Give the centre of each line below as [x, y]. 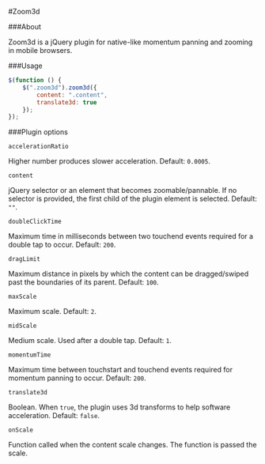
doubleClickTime [35, 222]
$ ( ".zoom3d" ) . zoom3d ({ [60, 87]
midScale [23, 326]
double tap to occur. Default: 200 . [62, 245]
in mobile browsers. [40, 50]
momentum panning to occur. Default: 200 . [77, 378]
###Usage [26, 66]
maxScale [23, 297]
